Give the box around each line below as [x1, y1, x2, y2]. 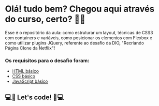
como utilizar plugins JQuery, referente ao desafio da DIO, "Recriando [5, 40, 144, 45]
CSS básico [12, 74, 35, 79]
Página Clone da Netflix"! [5, 45, 55, 51]
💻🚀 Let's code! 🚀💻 [5, 93, 64, 101]
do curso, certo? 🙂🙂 [5, 14, 86, 25]
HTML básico [12, 68, 39, 74]
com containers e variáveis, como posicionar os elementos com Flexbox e [5, 35, 153, 41]
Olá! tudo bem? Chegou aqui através [5, 3, 155, 15]
